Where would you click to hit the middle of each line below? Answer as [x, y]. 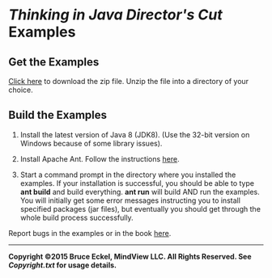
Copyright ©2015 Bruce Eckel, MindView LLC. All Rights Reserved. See [130, 256]
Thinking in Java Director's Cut [115, 15]
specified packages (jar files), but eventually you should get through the [140, 208]
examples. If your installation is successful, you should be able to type [137, 183]
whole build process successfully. [76, 217]
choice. [21, 90]
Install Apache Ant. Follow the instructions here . [100, 158]
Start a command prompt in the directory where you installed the [128, 175]
